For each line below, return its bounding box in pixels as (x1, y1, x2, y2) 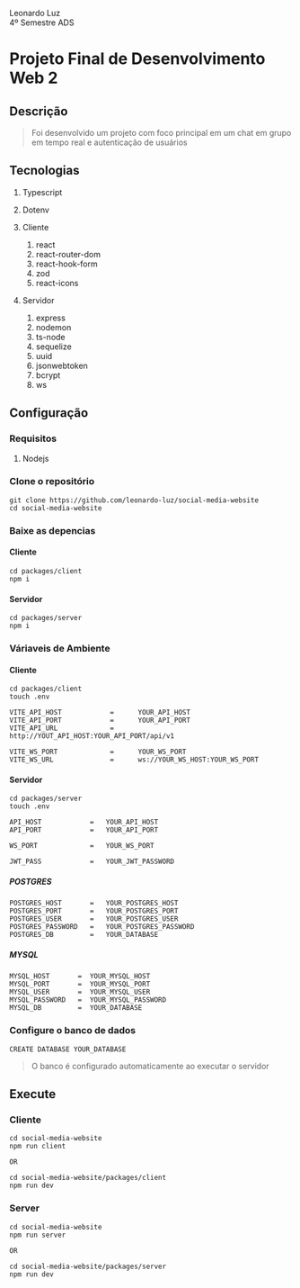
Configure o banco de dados (9, 1024, 137, 1037)
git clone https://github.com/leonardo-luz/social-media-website (9, 495, 259, 505)
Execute (9, 1086, 57, 1102)
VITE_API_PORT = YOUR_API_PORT (9, 716, 191, 725)
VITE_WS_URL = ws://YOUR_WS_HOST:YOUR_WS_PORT (9, 755, 259, 764)
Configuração (9, 405, 89, 421)
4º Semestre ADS (9, 17, 75, 28)
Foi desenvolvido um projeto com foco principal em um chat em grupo (31, 128, 292, 138)
